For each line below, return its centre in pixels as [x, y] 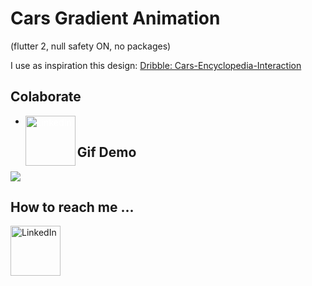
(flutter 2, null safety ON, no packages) [91, 46]
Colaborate [46, 97]
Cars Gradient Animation [115, 18]
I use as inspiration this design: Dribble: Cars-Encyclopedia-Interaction [156, 65]
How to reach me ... [72, 207]
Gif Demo [106, 152]
